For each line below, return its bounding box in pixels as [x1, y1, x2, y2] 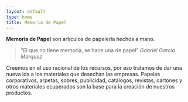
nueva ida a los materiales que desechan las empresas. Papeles [6, 71, 160, 78]
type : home [6, 14, 33, 20]
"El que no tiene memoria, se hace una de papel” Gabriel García [20, 47, 176, 54]
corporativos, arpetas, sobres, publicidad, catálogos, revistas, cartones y [6, 77, 183, 84]
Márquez [20, 53, 43, 60]
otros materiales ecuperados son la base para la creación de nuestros [6, 83, 175, 90]
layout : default [6, 8, 46, 15]
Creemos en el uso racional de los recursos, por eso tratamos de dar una [6, 64, 183, 72]
